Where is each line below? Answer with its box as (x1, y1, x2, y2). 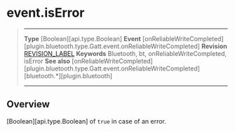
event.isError (6, 5, 85, 21)
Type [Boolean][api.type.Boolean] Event (23, 34, 141, 43)
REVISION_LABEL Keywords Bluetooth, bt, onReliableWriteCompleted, (23, 49, 227, 57)
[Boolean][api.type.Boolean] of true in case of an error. (6, 117, 166, 125)
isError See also (23, 57, 71, 65)
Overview (6, 98, 51, 110)
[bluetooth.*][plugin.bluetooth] (23, 71, 113, 80)
